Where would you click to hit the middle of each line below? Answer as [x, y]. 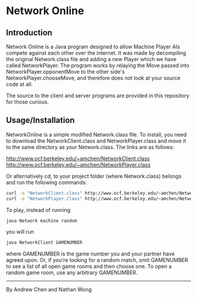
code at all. [20, 84]
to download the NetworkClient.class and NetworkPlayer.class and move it [96, 141]
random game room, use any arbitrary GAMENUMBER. [72, 273]
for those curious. [28, 102]
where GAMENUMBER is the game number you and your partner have [90, 254]
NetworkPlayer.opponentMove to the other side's [65, 72]
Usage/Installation [40, 120]
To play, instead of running [38, 210]
